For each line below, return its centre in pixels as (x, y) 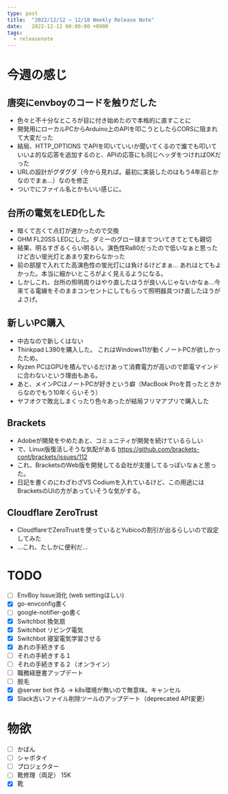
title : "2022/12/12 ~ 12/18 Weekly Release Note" (81, 20)
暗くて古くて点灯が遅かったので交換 (68, 230)
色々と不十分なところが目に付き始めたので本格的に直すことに (104, 120)
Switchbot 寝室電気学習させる (59, 638)
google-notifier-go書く (49, 613)
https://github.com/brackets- (159, 449)
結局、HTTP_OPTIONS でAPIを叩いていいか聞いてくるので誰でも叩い (114, 146)
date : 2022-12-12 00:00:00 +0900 (58, 26)
